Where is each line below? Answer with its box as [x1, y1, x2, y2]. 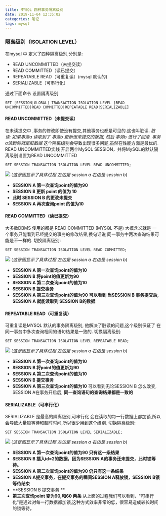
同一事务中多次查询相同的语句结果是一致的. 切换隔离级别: [5, 328, 122, 335]
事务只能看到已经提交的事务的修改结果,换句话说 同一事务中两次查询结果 [9, 231, 155, 237]
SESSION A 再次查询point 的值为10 [12, 200, 84, 206]
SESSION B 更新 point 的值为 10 [12, 188, 77, 194]
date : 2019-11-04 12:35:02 [5, 12, 61, 17]
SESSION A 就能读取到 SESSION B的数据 [12, 298, 95, 304]
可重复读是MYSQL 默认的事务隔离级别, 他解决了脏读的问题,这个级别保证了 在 [5, 322, 161, 328]
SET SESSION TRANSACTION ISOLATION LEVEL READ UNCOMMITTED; [5, 162, 132, 167]
